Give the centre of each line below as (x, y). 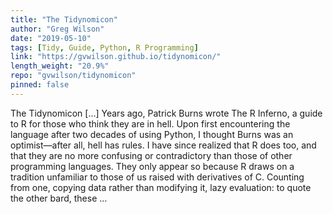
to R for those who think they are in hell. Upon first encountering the (150, 123)
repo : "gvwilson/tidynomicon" (73, 76)
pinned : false (40, 85)
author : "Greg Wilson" (57, 29)
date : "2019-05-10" (51, 38)
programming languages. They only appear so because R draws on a (152, 166)
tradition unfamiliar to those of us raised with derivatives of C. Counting (157, 177)
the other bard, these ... (59, 198)
